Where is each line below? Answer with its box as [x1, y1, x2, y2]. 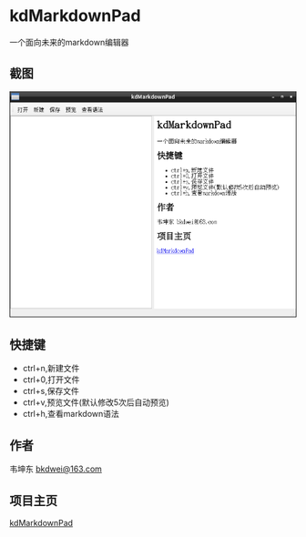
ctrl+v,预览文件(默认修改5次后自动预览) [22, 397, 170, 408]
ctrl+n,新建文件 [22, 363, 80, 374]
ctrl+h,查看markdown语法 [22, 409, 120, 420]
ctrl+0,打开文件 [22, 374, 80, 385]
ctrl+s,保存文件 [22, 386, 79, 397]
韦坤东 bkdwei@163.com [9, 463, 103, 474]
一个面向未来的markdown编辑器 [9, 36, 129, 47]
